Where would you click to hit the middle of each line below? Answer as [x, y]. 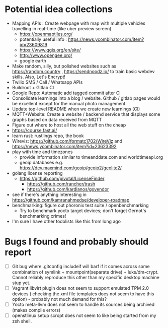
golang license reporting [37, 173]
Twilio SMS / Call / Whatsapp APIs [47, 82]
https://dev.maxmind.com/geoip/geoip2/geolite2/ [70, 168]
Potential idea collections [59, 9]
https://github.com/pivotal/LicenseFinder [62, 178]
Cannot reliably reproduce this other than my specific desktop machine [86, 277]
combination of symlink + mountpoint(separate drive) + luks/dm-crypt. [85, 272]
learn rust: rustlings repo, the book [48, 136]
